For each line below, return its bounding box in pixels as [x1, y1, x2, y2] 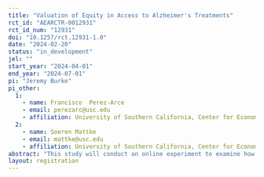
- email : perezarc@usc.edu [22, 107, 111, 114]
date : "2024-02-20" [8, 41, 72, 49]
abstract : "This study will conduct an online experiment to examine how [8, 150, 255, 157]
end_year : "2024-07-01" [8, 70, 86, 78]
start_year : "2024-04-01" [8, 63, 93, 70]
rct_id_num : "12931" [8, 26, 76, 34]
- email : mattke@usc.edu [22, 135, 104, 143]
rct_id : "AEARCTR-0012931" [8, 19, 97, 27]
